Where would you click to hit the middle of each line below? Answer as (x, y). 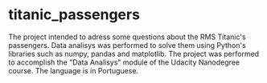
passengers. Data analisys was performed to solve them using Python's (127, 45)
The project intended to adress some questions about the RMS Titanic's (127, 37)
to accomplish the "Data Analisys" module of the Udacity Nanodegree (124, 62)
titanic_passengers (74, 15)
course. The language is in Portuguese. (74, 70)
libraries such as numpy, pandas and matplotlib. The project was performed (134, 53)
